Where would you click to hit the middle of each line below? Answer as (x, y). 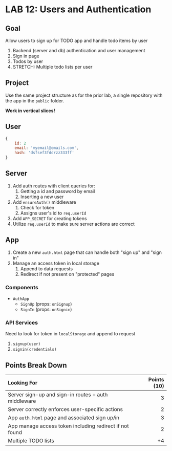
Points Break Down (36, 365)
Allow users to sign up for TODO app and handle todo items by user (77, 40)
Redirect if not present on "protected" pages (67, 274)
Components (22, 287)
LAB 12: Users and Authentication (78, 9)
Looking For (23, 383)
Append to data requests (47, 269)
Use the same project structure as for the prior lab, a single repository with (84, 95)
